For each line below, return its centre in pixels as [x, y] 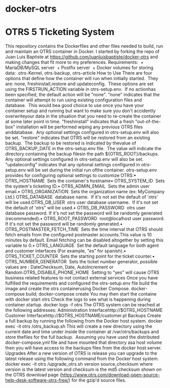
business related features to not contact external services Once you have [82, 278]
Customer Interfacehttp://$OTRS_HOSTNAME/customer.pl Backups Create [83, 315]
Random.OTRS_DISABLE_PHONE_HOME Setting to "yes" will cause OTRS [82, 272]
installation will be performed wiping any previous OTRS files [79, 127]
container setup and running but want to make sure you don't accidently [80, 111]
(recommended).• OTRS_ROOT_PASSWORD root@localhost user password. [85, 219]
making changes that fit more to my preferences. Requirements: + [75, 62]
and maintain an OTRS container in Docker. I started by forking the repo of [82, 52]
